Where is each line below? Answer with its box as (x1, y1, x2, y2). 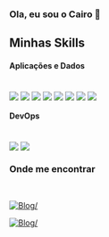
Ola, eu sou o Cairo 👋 (9, 8, 101, 20)
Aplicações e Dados (9, 60, 85, 70)
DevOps (9, 110, 40, 121)
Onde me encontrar (9, 162, 96, 175)
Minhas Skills (9, 36, 86, 51)
